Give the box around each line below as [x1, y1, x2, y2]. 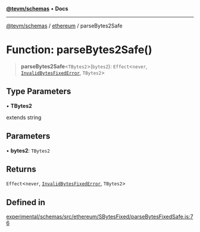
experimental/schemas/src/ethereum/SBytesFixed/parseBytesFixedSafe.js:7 [6, 213, 193, 220]
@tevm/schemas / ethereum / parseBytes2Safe [6, 22, 123, 29]
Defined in [6, 197, 46, 208]
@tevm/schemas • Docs [6, 5, 68, 12]
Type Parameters [6, 86, 71, 97]
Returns [6, 164, 37, 174]
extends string [6, 113, 42, 121]
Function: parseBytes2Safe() [6, 43, 152, 57]
